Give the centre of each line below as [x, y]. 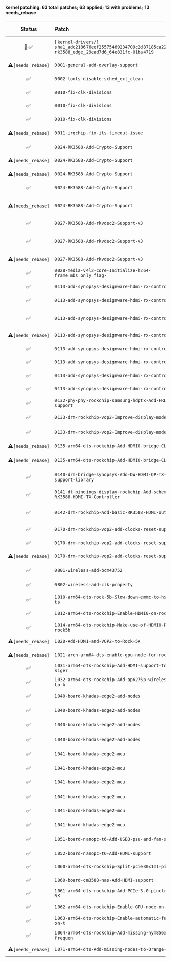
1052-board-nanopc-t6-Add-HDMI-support [103, 853]
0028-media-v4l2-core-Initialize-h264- [103, 271]
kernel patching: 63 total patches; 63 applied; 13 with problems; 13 [77, 7]
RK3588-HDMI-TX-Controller [87, 497]
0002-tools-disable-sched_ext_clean [99, 79]
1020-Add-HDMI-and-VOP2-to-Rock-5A [97, 642]
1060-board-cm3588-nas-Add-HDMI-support [104, 880]
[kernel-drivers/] [77, 42]
